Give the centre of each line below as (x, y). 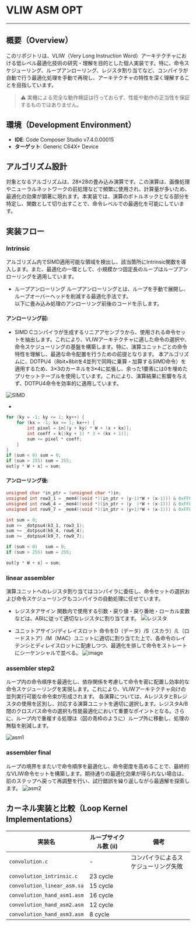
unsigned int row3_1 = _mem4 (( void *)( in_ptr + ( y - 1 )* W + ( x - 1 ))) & (91, 498)
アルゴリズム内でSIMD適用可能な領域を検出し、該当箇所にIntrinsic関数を (94, 262)
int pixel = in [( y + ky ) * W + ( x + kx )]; (79, 428)
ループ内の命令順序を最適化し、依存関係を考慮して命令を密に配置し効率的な (98, 682)
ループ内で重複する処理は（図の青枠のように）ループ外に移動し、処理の (103, 719)
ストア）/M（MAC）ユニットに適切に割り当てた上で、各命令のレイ (105, 638)
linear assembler (30, 578)
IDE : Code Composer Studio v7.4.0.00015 (64, 139)
